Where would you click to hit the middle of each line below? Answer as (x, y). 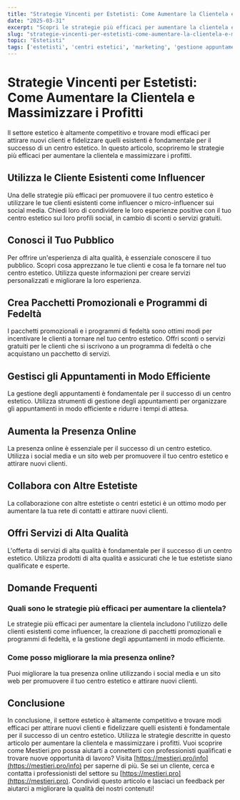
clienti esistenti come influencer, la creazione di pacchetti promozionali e (115, 631)
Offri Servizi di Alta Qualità (68, 533)
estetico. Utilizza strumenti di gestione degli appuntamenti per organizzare (117, 401)
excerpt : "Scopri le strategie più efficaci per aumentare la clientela (118, 27)
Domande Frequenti (52, 588)
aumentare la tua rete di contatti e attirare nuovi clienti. (88, 511)
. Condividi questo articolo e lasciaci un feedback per (146, 781)
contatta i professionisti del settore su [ (65, 774)
